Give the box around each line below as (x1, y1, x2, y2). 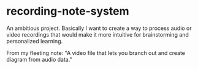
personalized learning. (6, 37, 63, 45)
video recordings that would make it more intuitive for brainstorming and (6, 31, 189, 38)
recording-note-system (6, 4, 130, 18)
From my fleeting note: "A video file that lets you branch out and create (6, 49, 186, 56)
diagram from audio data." (6, 56, 72, 63)
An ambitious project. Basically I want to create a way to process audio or (6, 24, 192, 32)
